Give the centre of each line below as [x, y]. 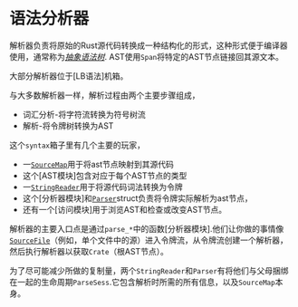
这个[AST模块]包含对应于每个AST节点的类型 [105, 175]
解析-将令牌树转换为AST [68, 125]
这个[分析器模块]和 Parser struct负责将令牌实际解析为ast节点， [137, 198]
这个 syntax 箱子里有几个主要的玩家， [77, 145]
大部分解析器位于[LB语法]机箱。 [69, 76]
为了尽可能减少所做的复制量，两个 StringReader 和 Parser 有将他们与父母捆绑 [149, 270]
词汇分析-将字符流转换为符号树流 [84, 114]
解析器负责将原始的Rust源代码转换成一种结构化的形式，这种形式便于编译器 [149, 45]
